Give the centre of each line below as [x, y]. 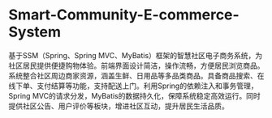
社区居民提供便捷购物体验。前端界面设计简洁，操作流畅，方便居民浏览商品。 [136, 65]
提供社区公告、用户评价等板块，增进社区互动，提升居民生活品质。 [119, 106]
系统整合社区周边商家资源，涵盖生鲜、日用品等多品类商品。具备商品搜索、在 [136, 75]
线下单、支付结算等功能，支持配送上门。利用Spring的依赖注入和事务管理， [133, 86]
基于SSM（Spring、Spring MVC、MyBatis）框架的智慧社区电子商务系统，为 [136, 55]
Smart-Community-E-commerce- [124, 15]
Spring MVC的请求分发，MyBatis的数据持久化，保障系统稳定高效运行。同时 [135, 95]
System [35, 32]
